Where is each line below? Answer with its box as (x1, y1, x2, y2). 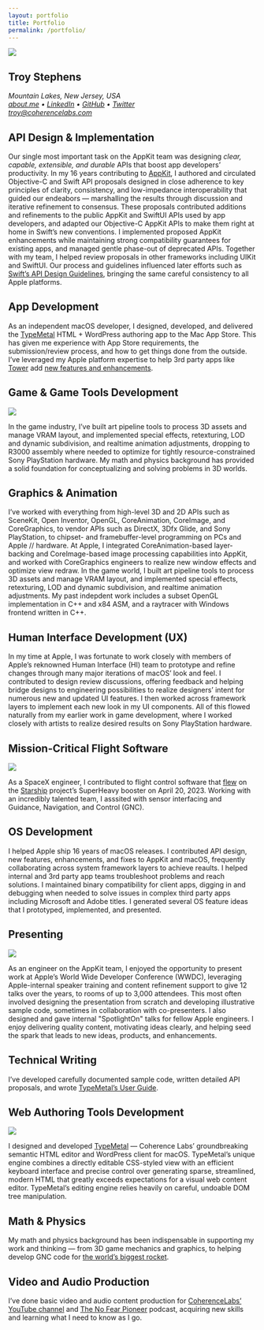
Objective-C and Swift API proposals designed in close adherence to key (8, 177, 244, 186)
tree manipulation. (8, 1192, 67, 1201)
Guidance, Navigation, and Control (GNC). (8, 802, 144, 813)
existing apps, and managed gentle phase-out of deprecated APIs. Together (8, 244, 255, 253)
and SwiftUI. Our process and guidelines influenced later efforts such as (8, 261, 243, 270)
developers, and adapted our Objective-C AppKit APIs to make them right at (8, 219, 255, 228)
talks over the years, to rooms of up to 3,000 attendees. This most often (8, 988, 242, 998)
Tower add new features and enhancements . (8, 363, 154, 372)
